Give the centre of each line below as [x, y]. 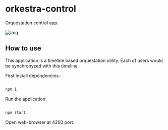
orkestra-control [41, 9]
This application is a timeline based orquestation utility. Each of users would [84, 60]
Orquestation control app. [32, 23]
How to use [23, 48]
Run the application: [26, 99]
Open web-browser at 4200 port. [40, 122]
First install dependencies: [33, 76]
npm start [16, 112]
